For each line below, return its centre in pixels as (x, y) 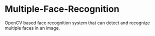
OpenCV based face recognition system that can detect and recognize (77, 23)
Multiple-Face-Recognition (62, 9)
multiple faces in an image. (32, 28)
